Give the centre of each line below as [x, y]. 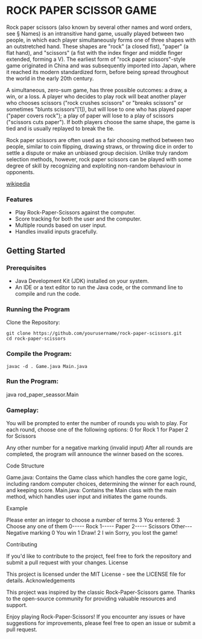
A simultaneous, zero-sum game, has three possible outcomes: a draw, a [97, 90]
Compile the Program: [39, 354]
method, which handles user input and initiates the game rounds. [87, 497]
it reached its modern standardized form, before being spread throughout [97, 72]
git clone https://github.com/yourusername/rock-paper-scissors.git [94, 334]
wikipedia [18, 184]
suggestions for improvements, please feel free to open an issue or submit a [101, 623]
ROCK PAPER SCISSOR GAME [81, 11]
